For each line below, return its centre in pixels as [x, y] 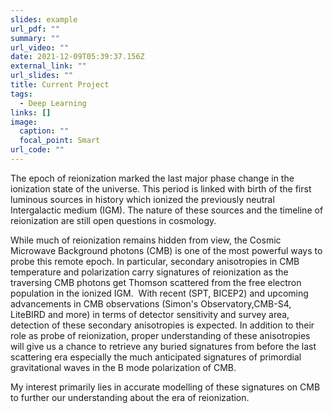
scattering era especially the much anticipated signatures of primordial [156, 357]
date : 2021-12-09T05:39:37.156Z [77, 57]
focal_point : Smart [60, 141]
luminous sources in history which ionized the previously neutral [142, 199]
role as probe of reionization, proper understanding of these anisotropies [160, 335]
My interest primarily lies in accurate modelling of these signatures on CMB [165, 387]
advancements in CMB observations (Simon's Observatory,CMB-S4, [151, 303]
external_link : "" [48, 66]
